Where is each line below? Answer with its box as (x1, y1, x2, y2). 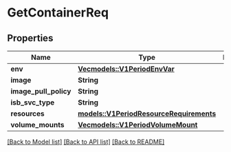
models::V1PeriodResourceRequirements (78, 109, 217, 118)
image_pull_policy (10, 87, 71, 96)
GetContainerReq (7, 5, 109, 21)
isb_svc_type (10, 98, 55, 107)
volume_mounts (10, 120, 65, 129)
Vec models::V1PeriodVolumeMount (78, 120, 198, 129)
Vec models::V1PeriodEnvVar (78, 64, 175, 74)
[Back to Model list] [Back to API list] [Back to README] (7, 138, 165, 146)
